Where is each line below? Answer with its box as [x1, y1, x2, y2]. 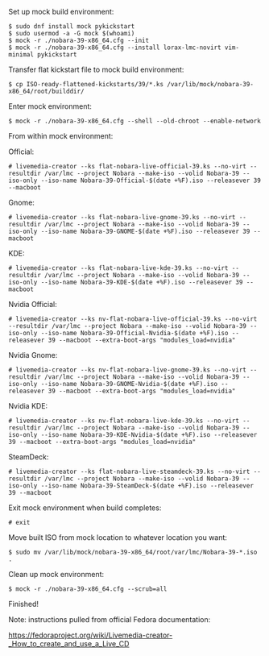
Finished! [8, 600, 39, 608]
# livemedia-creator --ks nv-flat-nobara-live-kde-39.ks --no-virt [8, 417, 240, 425]
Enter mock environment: [8, 102, 93, 111]
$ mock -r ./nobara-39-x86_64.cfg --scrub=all [8, 585, 168, 593]
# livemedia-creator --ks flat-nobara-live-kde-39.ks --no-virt [8, 264, 229, 272]
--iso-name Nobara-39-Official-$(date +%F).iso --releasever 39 [40, 176, 262, 185]
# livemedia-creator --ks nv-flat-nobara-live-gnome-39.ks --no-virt [8, 366, 247, 374]
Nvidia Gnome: [8, 351, 58, 359]
